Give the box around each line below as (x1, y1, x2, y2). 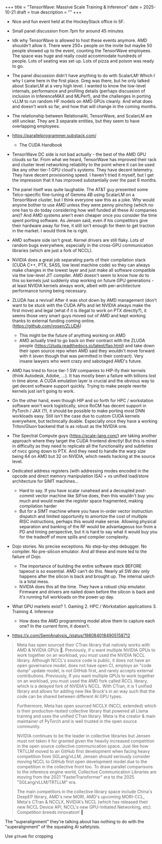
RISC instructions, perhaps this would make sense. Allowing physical (19, 519, 157, 524)
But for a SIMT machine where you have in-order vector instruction (19, 508, 153, 514)
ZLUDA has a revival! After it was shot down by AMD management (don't (12, 297, 157, 303)
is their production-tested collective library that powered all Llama (16, 708, 148, 714)
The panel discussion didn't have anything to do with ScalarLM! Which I (12, 73, 155, 78)
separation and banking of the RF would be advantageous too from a (19, 524, 157, 529)
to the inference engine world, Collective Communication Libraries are (16, 769, 157, 775)
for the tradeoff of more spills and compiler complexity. (19, 534, 129, 540)
